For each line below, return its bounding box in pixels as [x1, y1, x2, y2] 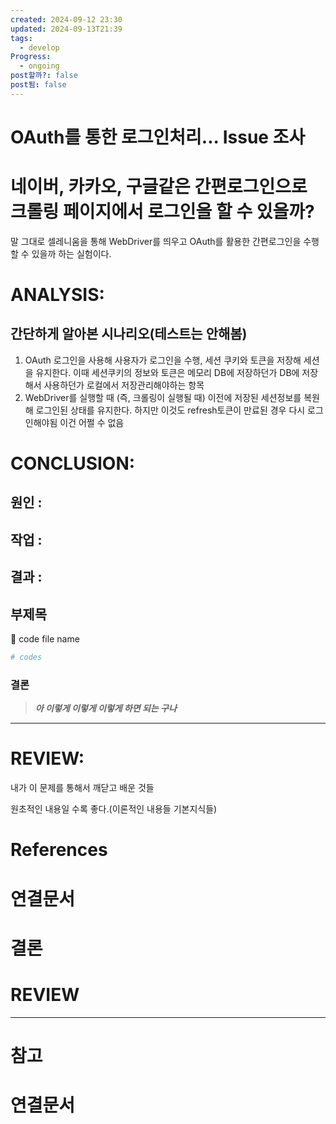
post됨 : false [10, 80, 67, 90]
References [10, 839, 108, 861]
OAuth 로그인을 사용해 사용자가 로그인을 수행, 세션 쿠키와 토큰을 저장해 [24, 354, 302, 366]
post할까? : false [10, 71, 78, 81]
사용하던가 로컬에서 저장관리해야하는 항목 [43, 379, 205, 391]
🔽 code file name [10, 633, 80, 645]
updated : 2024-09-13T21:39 [10, 24, 123, 34]
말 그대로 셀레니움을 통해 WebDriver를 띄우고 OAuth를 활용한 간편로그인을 [10, 235, 302, 247]
